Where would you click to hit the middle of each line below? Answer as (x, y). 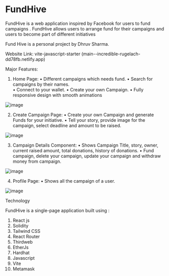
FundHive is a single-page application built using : (58, 210)
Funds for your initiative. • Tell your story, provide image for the (79, 120)
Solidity (21, 226)
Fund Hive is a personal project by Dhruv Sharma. (57, 44)
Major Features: (22, 69)
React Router (26, 236)
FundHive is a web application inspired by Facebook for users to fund (78, 23)
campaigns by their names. (41, 84)
